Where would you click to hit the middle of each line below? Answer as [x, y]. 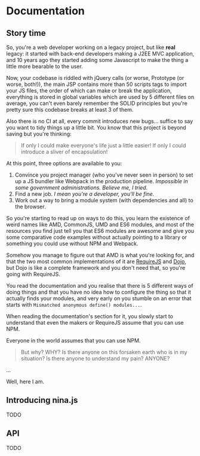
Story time [26, 33]
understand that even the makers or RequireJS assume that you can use [95, 323]
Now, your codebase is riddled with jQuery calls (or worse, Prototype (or [95, 78]
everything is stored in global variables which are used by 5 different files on [100, 97]
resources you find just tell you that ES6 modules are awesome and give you [100, 231]
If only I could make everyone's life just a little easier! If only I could [103, 145]
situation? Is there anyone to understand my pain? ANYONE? [95, 358]
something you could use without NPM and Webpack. [72, 244]
